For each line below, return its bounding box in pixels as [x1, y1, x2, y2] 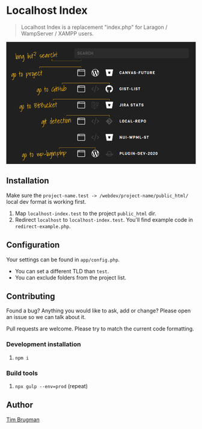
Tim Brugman [6, 416, 40, 423]
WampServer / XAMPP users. [20, 29, 94, 37]
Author [6, 400, 33, 410]
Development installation [6, 340, 81, 348]
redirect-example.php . [14, 222, 71, 230]
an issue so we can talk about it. [6, 314, 86, 321]
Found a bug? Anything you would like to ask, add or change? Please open [6, 307, 191, 314]
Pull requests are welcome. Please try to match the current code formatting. [6, 325, 194, 332]
